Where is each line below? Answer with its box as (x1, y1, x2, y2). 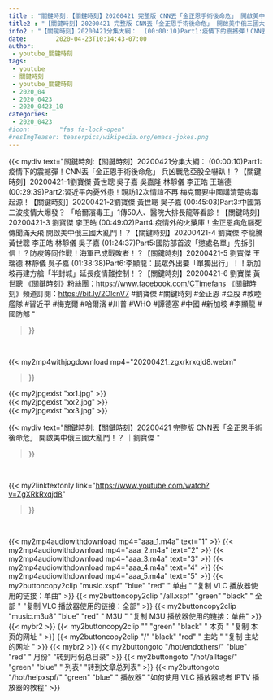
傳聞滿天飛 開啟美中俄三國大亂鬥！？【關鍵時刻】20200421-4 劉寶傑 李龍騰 (8, 227, 263, 237)
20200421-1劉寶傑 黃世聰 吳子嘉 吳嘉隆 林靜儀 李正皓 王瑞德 (29, 177, 232, 186)
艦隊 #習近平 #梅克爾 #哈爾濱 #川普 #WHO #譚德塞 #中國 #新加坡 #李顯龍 (8, 299, 256, 308)
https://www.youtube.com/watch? (95, 480, 210, 490)
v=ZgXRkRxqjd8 (8, 489, 63, 499)
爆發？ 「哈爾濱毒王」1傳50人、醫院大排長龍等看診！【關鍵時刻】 (43, 207, 264, 217)
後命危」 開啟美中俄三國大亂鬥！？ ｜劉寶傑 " (8, 432, 161, 442)
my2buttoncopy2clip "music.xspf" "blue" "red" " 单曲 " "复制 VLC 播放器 (8, 580, 252, 590)
